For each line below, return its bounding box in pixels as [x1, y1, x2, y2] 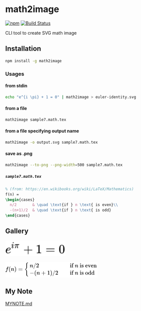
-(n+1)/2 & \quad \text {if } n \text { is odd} [10, 208, 112, 213]
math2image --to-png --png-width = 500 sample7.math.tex [5, 162, 123, 167]
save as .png [5, 151, 33, 157]
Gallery [5, 227, 29, 236]
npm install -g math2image [5, 58, 62, 63]
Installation [5, 44, 41, 53]
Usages [5, 70, 24, 77]
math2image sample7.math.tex [5, 117, 66, 122]
